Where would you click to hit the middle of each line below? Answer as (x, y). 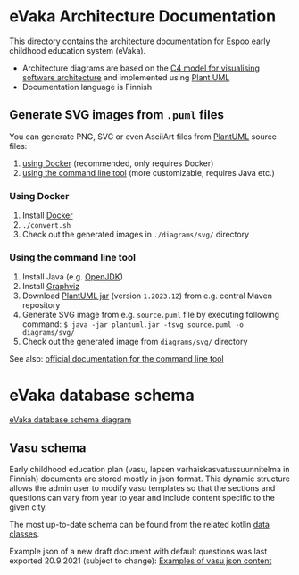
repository (41, 305)
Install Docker (47, 215)
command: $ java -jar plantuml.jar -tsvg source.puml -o (133, 324)
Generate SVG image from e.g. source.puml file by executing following (150, 315)
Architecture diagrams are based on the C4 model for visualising (141, 68)
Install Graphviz (51, 287)
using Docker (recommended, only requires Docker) (118, 163)
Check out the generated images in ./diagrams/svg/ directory (136, 235)
